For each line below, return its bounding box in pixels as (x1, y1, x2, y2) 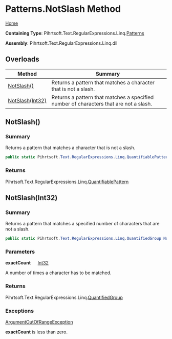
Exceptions (5, 307, 34, 314)
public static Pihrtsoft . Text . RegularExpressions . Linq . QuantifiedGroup (5, 236, 161, 241)
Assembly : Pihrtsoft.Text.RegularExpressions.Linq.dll (5, 40, 118, 46)
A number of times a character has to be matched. (5, 270, 112, 276)
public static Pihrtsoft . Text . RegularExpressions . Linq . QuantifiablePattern (5, 155, 170, 160)
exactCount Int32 (5, 260, 49, 266)
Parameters (5, 248, 35, 255)
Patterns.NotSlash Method (5, 3, 121, 15)
